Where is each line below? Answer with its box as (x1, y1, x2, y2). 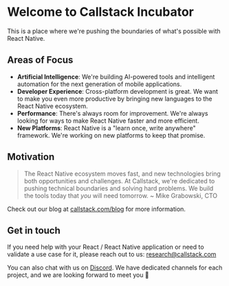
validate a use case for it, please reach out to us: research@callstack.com (7, 250, 217, 258)
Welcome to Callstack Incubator (7, 4, 194, 20)
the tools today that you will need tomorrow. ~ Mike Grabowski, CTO (23, 191, 218, 200)
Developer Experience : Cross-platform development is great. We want (17, 87, 218, 95)
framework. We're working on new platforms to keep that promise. (17, 131, 206, 139)
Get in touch (7, 225, 61, 236)
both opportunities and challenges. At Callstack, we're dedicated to (23, 176, 215, 185)
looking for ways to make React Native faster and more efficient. (17, 116, 199, 125)
